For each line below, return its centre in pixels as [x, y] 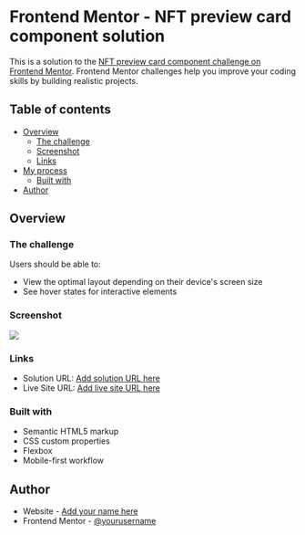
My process [45, 170]
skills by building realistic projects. [74, 80]
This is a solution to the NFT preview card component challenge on [135, 61]
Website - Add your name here [80, 511]
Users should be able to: [56, 264]
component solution [87, 36]
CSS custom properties [66, 441]
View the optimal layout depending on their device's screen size [142, 282]
